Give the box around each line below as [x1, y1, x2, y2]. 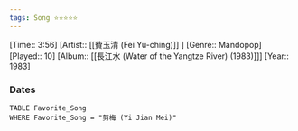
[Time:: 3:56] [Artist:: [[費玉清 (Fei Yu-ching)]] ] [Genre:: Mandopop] [9, 39, 262, 50]
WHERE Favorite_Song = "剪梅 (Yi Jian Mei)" [9, 113, 177, 122]
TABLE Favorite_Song [9, 103, 88, 113]
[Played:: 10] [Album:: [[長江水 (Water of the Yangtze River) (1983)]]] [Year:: [9, 51, 289, 61]
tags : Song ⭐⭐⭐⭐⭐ [9, 13, 79, 23]
